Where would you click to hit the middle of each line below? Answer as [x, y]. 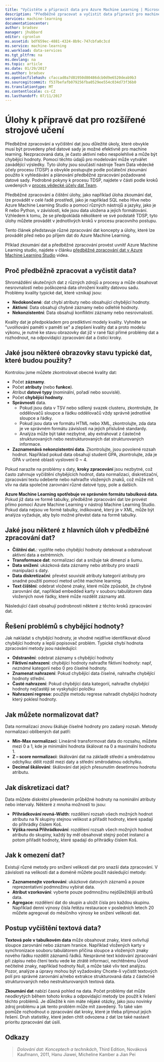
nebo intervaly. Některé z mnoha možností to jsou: [56, 805]
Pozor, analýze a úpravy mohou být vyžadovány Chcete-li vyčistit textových [81, 971]
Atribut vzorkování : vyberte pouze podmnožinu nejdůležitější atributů [82, 892]
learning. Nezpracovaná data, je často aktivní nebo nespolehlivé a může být [81, 154]
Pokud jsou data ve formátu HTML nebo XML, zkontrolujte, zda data [88, 423]
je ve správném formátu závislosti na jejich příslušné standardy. [83, 428]
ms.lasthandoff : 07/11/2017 [34, 96]
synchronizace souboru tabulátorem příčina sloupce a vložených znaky [77, 950]
